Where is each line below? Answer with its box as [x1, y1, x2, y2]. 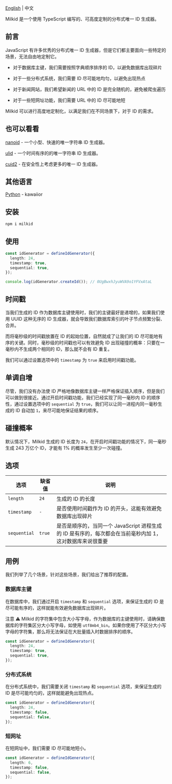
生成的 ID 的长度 [56, 495, 96, 502]
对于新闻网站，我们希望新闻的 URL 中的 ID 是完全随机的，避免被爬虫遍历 [12, 86, 166, 92]
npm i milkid [5, 221, 33, 227]
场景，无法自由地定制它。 [5, 53, 59, 60]
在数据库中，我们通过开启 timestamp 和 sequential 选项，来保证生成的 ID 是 [5, 598, 164, 604]
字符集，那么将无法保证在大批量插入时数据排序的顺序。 [18, 628, 136, 634]
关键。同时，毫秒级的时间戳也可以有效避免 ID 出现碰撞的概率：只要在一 [14, 340, 165, 346]
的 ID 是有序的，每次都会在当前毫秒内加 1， [56, 530, 162, 537]
